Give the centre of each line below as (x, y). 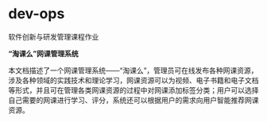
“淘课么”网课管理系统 (44, 53)
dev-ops (37, 14)
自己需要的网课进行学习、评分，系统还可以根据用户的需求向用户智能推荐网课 (133, 100)
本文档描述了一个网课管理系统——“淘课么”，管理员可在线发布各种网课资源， (133, 70)
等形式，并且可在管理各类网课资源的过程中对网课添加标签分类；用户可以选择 (133, 90)
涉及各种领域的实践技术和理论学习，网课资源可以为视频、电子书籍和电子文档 (133, 80)
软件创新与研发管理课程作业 (54, 36)
